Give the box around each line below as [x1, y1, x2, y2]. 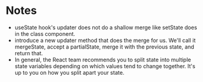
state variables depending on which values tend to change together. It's [14, 62, 196, 70]
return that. [14, 49, 43, 56]
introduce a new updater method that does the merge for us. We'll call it [14, 36, 196, 44]
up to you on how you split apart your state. [14, 69, 125, 76]
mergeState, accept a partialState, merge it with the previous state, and [14, 43, 194, 50]
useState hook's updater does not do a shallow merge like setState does [14, 24, 197, 31]
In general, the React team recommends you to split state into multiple [14, 56, 191, 63]
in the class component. [14, 30, 76, 37]
